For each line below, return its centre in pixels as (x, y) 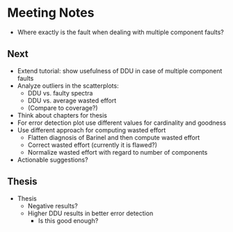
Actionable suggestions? (53, 160)
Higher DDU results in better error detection (90, 213)
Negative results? (53, 206)
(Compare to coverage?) (63, 108)
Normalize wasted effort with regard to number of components (118, 152)
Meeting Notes (51, 13)
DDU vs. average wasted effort (72, 100)
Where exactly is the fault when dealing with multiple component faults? (121, 32)
